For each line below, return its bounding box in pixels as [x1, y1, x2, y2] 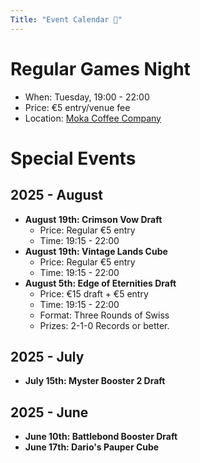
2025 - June [10, 404, 89, 421]
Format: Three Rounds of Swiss [39, 309, 170, 321]
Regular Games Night [10, 57, 191, 80]
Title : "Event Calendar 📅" [10, 14, 123, 25]
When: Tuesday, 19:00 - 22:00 [24, 91, 150, 103]
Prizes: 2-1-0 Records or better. [39, 319, 170, 331]
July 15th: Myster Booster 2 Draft [24, 375, 166, 387]
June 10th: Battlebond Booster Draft [24, 431, 178, 443]
